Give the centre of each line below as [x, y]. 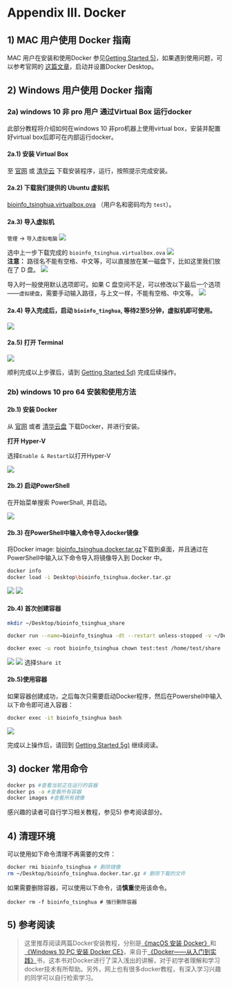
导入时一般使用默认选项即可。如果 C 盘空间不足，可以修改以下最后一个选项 [114, 284]
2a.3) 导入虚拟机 [31, 221]
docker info [24, 571]
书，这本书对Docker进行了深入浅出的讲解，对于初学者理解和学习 [128, 960]
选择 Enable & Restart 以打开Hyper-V [59, 455]
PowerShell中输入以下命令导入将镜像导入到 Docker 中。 [87, 558]
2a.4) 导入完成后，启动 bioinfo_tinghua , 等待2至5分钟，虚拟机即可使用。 [112, 310]
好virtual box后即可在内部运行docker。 [62, 137]
